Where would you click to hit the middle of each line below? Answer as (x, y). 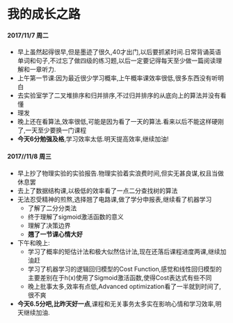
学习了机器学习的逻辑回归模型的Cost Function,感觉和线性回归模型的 (125, 269)
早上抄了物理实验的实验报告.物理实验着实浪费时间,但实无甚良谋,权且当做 (120, 173)
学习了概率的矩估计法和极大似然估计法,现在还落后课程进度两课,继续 (124, 251)
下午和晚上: (33, 243)
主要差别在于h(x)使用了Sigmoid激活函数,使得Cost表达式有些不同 (120, 277)
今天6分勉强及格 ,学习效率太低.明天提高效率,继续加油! (93, 139)
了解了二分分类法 (52, 208)
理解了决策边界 (49, 225)
